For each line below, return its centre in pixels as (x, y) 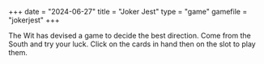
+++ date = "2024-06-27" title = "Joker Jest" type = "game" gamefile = (128, 12)
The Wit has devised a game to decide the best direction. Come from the (130, 36)
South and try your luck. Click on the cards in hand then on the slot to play (132, 44)
